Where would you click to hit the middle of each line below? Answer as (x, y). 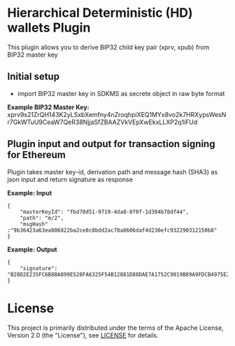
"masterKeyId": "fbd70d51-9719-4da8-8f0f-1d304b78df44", (105, 212)
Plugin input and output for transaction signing (111, 144)
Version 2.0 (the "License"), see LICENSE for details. (83, 335)
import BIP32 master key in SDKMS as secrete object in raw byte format (121, 93)
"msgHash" (34, 224)
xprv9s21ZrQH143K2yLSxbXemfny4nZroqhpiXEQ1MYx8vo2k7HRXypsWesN (117, 114)
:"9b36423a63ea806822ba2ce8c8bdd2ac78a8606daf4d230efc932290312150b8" (112, 230)
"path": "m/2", (42, 218)
